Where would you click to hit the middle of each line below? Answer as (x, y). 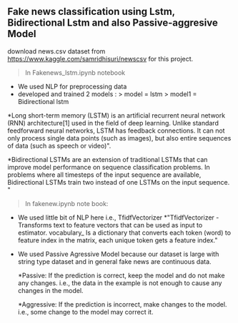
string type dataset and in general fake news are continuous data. (115, 261)
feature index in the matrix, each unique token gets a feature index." (118, 240)
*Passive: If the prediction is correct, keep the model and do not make (121, 275)
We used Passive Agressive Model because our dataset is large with (118, 254)
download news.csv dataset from (56, 51)
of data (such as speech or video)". (59, 145)
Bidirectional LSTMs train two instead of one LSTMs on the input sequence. (119, 182)
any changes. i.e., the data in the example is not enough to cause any (120, 283)
